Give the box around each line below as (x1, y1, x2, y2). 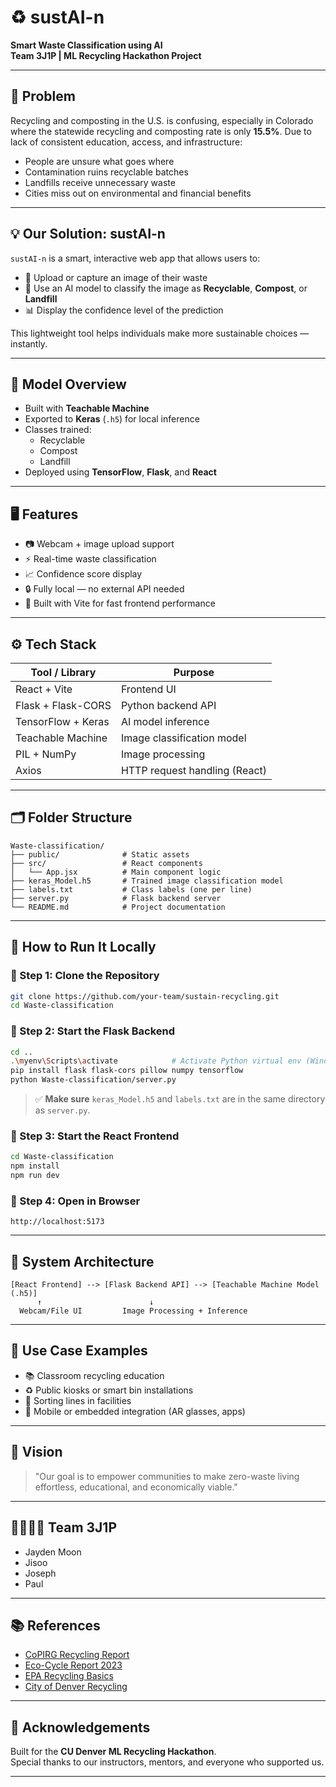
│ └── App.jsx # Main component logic (10, 867, 222, 877)
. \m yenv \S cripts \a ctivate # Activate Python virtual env (10, 1056, 302, 1066)
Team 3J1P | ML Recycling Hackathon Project (10, 49, 202, 61)
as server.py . (34, 1104, 91, 1116)
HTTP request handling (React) (120, 764, 268, 777)
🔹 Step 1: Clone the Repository (10, 969, 160, 983)
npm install (10, 1161, 60, 1171)
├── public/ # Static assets (10, 849, 190, 860)
